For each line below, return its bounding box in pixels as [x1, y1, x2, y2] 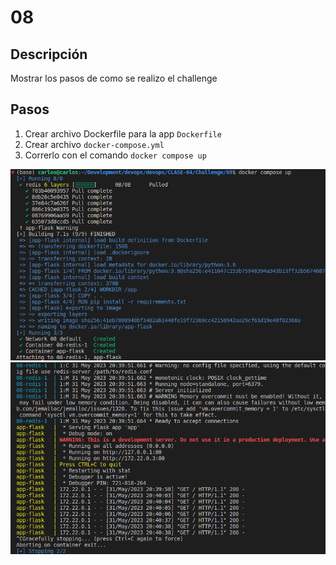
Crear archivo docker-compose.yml [24, 138, 165, 150]
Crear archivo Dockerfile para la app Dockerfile [24, 127, 222, 140]
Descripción [10, 46, 88, 63]
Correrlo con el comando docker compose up [24, 149, 207, 161]
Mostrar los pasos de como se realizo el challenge [10, 72, 218, 84]
